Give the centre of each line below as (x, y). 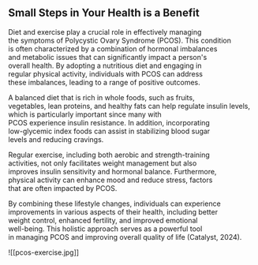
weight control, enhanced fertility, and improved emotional (103, 220)
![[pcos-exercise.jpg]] (44, 252)
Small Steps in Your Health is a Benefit (104, 13)
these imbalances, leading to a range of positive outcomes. (105, 82)
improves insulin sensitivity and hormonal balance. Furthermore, (112, 171)
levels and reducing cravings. (56, 139)
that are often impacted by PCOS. (63, 188)
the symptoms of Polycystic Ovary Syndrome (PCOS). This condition (120, 40)
